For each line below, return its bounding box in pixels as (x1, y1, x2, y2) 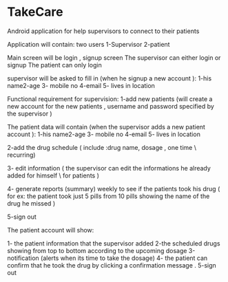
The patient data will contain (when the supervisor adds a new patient (7, 122, 205, 131)
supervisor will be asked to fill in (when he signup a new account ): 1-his (7, 74, 212, 83)
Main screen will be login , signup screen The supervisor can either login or (7, 53, 221, 62)
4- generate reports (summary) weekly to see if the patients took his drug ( (7, 184, 220, 193)
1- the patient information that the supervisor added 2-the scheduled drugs (7, 239, 220, 248)
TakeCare (7, 4, 63, 20)
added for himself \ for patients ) (7, 171, 100, 180)
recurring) (7, 151, 36, 159)
